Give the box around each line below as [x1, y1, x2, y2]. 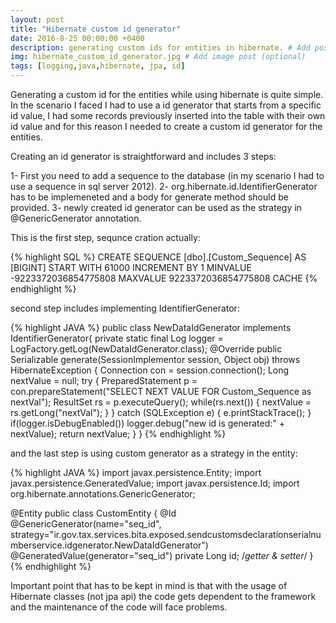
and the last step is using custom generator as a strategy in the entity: [10, 447, 298, 459]
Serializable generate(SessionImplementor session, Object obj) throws [10, 354, 301, 365]
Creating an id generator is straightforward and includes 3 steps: [10, 151, 277, 162]
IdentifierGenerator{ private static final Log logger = [10, 332, 224, 344]
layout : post [10, 14, 65, 25]
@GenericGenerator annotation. [10, 212, 142, 224]
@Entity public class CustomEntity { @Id [10, 507, 177, 519]
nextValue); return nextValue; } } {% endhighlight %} [10, 428, 227, 440]
